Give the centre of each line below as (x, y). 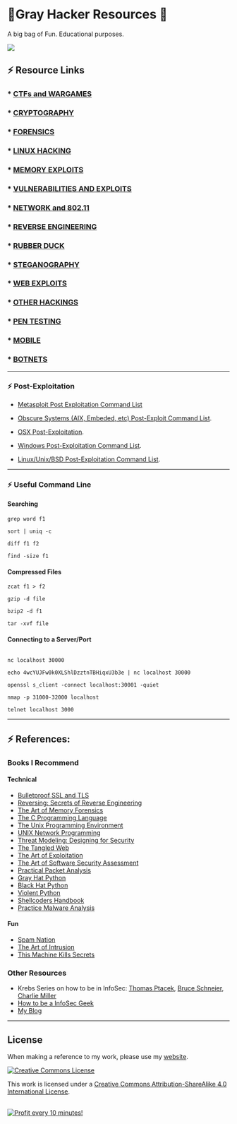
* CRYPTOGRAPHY (41, 113)
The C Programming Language (62, 817)
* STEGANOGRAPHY (43, 264)
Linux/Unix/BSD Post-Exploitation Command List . (89, 459)
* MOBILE (24, 341)
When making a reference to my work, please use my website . (98, 1057)
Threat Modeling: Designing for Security (76, 840)
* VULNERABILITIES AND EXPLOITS (69, 189)
